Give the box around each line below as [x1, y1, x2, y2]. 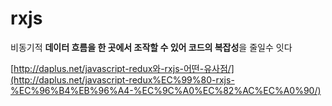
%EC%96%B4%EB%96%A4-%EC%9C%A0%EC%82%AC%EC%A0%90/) [10, 84, 322, 96]
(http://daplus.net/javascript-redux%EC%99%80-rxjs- [10, 73, 235, 86]
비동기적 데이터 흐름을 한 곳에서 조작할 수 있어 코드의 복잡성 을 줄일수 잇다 [10, 41, 293, 53]
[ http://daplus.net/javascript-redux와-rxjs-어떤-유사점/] [10, 62, 235, 74]
